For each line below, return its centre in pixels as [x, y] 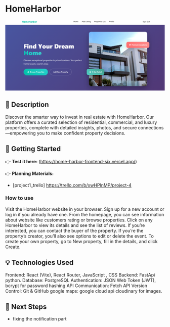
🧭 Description [27, 105]
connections [151, 127]
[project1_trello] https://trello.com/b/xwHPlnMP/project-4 [72, 185]
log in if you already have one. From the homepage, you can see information [85, 214]
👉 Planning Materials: [30, 173]
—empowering [21, 133]
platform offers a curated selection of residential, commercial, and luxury [81, 122]
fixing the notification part [39, 319]
